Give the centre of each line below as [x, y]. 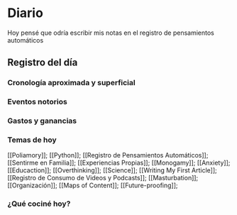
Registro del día [43, 63]
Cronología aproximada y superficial [72, 83]
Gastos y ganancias [42, 121]
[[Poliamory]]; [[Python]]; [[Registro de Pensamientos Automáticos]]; [108, 155]
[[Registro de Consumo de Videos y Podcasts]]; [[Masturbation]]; [103, 178]
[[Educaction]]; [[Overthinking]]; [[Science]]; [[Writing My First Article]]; [112, 170]
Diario [26, 13]
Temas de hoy [32, 140]
